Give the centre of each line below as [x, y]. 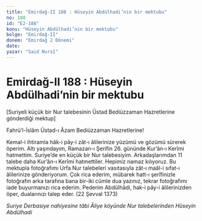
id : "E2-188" [23, 23]
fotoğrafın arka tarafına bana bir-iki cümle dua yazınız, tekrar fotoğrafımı [97, 181]
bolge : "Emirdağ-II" [33, 35]
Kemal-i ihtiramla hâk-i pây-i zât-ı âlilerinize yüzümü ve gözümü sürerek [96, 142]
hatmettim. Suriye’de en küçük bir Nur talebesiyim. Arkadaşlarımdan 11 [94, 155]
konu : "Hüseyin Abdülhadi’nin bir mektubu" [62, 29]
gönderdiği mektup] [31, 118]
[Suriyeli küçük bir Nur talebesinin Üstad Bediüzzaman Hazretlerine [91, 112]
